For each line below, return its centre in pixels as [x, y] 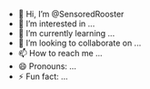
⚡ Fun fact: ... [43, 76]
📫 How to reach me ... [60, 53]
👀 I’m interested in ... [56, 24]
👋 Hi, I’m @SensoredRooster [71, 14]
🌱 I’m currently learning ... [66, 33]
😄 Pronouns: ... [47, 66]
